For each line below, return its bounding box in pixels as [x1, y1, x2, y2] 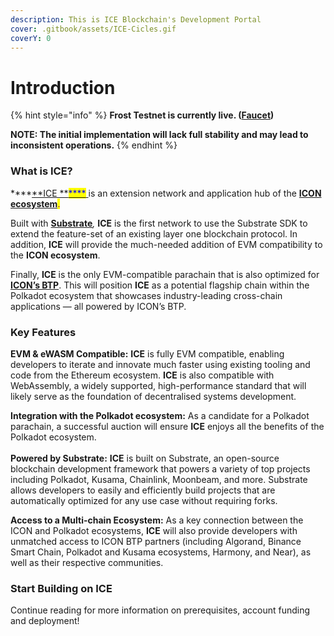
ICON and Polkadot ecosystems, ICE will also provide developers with [10, 524, 298, 536]
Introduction [10, 76, 116, 99]
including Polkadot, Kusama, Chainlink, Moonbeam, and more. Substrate [10, 473, 308, 485]
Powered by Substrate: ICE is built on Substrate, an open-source [10, 452, 280, 464]
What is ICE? [10, 164, 73, 178]
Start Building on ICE [10, 581, 113, 595]
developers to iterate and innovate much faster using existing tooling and [10, 358, 311, 370]
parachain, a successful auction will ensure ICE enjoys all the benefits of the [10, 420, 325, 432]
